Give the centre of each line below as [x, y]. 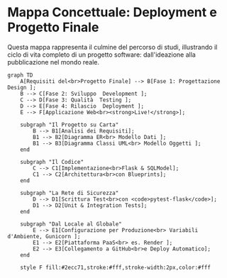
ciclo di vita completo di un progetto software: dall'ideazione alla [102, 55]
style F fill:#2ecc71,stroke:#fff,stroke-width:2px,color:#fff [116, 267]
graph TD [20, 75]
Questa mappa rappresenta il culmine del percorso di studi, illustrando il [112, 47]
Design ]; [22, 87]
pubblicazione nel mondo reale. [54, 62]
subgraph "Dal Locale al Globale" [71, 224]
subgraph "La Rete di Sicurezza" [70, 193]
